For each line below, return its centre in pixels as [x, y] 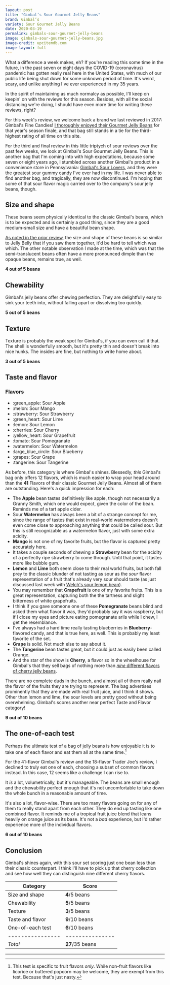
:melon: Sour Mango [34, 408]
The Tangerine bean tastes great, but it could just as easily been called [87, 649]
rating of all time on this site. [51, 136]
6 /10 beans [79, 928]
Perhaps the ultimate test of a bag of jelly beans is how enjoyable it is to [80, 746]
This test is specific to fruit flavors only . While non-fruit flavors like [82, 966]
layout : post [19, 10]
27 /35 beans [81, 944]
